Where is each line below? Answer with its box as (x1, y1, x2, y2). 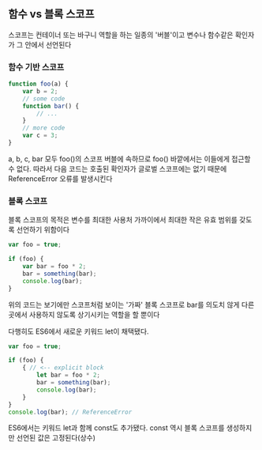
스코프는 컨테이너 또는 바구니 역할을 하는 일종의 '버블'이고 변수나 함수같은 (8, 30, 234, 40)
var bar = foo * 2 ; (22, 263, 87, 270)
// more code (22, 124, 65, 132)
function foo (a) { (8, 80, 69, 89)
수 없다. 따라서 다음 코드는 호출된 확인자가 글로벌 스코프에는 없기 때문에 (8, 164, 227, 173)
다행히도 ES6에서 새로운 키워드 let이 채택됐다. (8, 327, 149, 336)
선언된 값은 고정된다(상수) (16, 433, 96, 443)
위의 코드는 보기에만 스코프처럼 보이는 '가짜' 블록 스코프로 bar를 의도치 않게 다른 (8, 300, 255, 309)
